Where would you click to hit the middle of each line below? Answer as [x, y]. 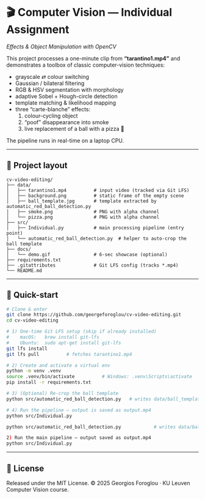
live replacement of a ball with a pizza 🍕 [74, 128]
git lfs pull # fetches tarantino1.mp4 [69, 354]
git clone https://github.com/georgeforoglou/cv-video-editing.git [94, 315]
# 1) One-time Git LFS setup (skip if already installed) [81, 331]
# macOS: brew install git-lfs [53, 338]
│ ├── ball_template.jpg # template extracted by [81, 201]
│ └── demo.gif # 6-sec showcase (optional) [87, 254]
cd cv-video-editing [33, 320]
